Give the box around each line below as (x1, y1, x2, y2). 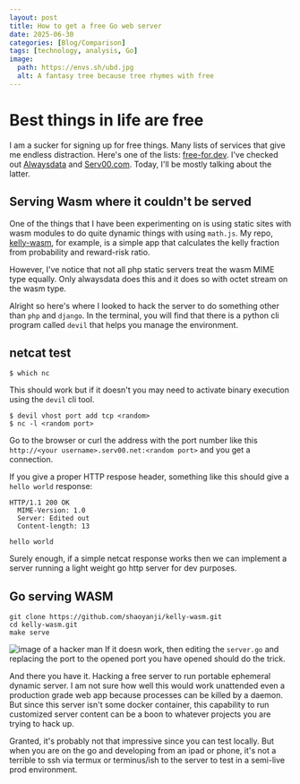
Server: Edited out (17, 514, 90, 523)
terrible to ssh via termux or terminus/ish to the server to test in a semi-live (9, 754, 285, 766)
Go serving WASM (9, 589, 114, 604)
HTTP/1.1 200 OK (9, 498, 70, 507)
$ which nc (9, 369, 50, 378)
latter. (9, 168, 30, 179)
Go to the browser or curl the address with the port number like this (9, 435, 258, 446)
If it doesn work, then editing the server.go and (104, 644, 279, 655)
